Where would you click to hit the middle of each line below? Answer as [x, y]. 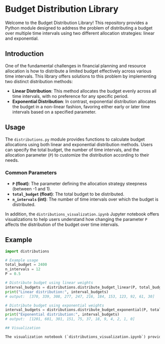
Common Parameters [31, 173]
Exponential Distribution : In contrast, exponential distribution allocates [84, 101]
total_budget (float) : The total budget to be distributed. [68, 194]
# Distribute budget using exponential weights [55, 305]
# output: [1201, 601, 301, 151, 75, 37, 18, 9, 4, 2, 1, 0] [70, 319]
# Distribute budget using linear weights [49, 283]
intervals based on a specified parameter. [54, 112]
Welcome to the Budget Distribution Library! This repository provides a [77, 23]
